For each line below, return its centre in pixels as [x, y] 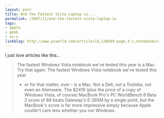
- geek [12, 32]
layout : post [18, 10]
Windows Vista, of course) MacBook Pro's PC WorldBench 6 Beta [90, 95]
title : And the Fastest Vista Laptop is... [50, 14]
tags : [10, 23]
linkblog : [15, 41]
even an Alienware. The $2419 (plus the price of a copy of [83, 89]
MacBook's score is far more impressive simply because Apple [88, 105]
